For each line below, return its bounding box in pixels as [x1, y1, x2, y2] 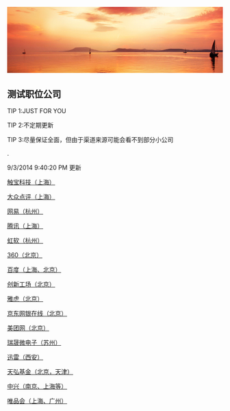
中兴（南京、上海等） [7, 382, 67, 390]
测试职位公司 [7, 88, 62, 99]
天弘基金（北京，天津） [7, 368, 73, 376]
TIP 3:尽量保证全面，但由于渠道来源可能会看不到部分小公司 [7, 136, 174, 144]
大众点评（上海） [7, 193, 55, 201]
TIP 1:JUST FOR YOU [7, 107, 66, 115]
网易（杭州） [7, 207, 43, 215]
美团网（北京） [7, 324, 49, 332]
